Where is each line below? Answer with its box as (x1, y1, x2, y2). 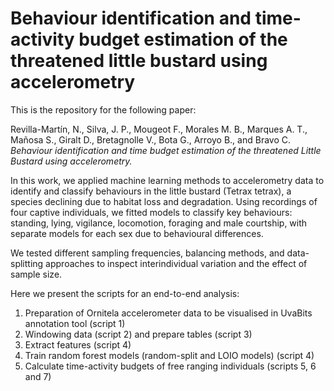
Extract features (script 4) (24, 338, 132, 351)
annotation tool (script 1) (24, 317, 126, 329)
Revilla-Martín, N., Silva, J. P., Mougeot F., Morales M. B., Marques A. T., (10, 123, 308, 135)
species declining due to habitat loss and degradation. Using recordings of (10, 195, 318, 207)
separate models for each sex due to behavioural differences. (10, 227, 264, 239)
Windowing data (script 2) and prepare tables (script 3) (24, 328, 253, 340)
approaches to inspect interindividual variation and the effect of (45, 257, 308, 269)
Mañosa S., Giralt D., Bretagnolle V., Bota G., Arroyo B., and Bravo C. (10, 133, 292, 146)
